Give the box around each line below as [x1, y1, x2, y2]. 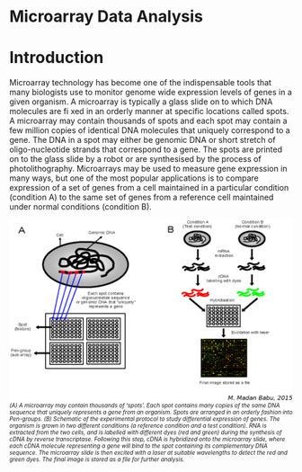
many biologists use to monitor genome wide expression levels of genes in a [9, 87, 292, 98]
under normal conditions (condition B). [9, 201, 153, 212]
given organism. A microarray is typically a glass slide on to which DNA [9, 96, 273, 107]
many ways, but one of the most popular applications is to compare [9, 173, 259, 183]
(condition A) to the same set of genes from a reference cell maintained [9, 191, 274, 203]
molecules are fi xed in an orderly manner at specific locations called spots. [9, 106, 289, 117]
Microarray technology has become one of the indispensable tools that [9, 77, 272, 88]
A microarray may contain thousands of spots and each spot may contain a [9, 115, 288, 127]
